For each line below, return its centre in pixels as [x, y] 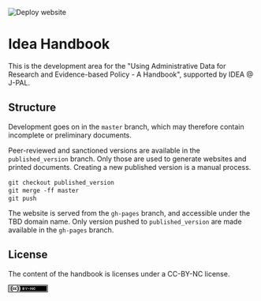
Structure [32, 108]
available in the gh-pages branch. [61, 230]
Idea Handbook [59, 44]
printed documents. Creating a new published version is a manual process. [130, 167]
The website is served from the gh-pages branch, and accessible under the [129, 213]
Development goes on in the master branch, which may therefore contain [126, 126]
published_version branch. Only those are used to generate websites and [127, 159]
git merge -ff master [44, 190]
